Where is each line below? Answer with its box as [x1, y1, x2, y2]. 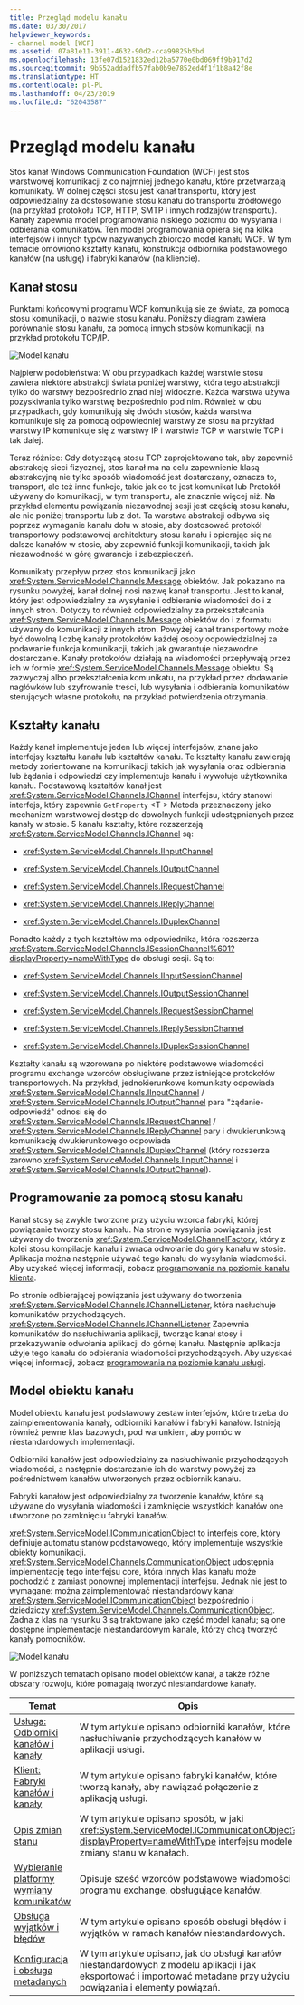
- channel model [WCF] [9, 38, 95, 48]
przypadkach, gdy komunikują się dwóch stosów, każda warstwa [9, 406, 252, 417]
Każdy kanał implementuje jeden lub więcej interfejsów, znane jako [9, 741, 259, 752]
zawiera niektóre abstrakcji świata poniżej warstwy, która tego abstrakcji [9, 377, 280, 388]
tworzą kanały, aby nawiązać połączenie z [80, 1780, 260, 1793]
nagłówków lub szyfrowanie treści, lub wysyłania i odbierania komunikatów [9, 681, 290, 693]
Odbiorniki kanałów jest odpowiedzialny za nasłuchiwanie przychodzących [9, 1453, 289, 1464]
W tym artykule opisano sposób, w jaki [80, 1812, 244, 1825]
